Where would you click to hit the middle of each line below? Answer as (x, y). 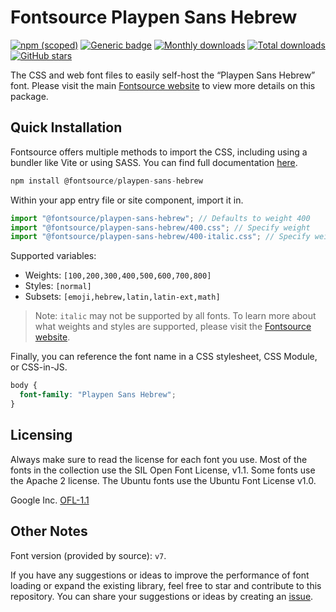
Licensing (41, 435)
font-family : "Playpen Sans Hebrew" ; (98, 395)
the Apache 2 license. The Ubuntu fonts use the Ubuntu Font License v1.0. (163, 480)
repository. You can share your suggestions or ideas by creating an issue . (162, 596)
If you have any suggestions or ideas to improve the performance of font (160, 575)
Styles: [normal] (58, 286)
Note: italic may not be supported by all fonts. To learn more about (175, 316)
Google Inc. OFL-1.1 (50, 500)
